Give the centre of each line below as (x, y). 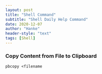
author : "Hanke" (23, 29)
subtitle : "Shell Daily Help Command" (47, 19)
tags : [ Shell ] (21, 39)
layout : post (19, 10)
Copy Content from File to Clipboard (51, 56)
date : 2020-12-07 (24, 24)
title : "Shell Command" (31, 15)
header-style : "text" (28, 33)
